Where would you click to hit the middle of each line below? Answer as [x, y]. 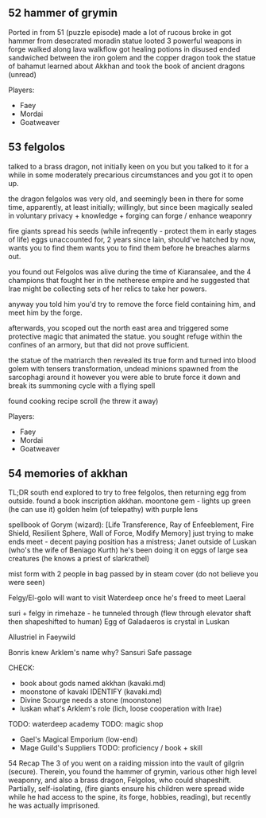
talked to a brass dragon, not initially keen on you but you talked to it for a [128, 166]
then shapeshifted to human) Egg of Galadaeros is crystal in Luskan [119, 622]
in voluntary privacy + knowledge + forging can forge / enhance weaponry [130, 215]
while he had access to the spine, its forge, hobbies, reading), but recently [130, 797]
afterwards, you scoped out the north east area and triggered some [118, 328]
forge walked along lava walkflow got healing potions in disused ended [124, 49]
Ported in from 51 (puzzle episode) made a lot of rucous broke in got [120, 32]
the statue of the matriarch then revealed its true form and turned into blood [132, 360]
